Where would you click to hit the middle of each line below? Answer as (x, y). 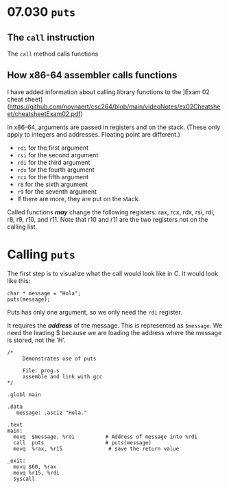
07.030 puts (41, 12)
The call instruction (51, 37)
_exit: (16, 461)
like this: (19, 281)
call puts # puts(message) (83, 443)
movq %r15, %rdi (36, 473)
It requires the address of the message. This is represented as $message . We (115, 325)
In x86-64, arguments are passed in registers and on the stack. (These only (114, 127)
